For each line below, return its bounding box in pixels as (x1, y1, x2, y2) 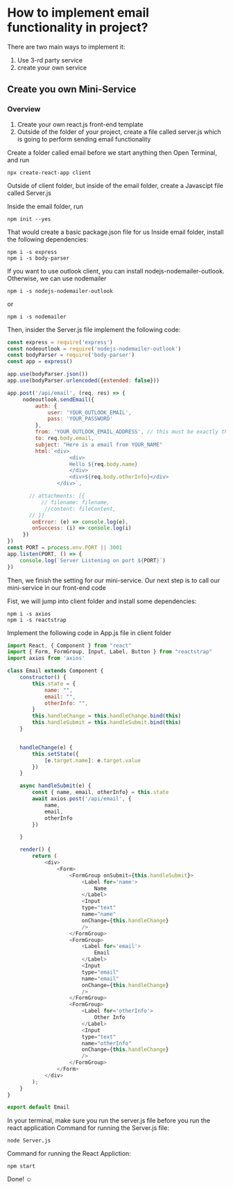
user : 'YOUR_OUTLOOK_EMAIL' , (47, 409, 132, 416)
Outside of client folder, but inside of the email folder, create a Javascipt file (7, 181, 224, 189)
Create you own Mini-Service (7, 83, 137, 95)
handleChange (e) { (19, 744, 73, 751)
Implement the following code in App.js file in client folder (7, 628, 172, 636)
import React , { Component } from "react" (7, 642, 132, 649)
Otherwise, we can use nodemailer (7, 274, 107, 283)
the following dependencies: (7, 235, 89, 244)
